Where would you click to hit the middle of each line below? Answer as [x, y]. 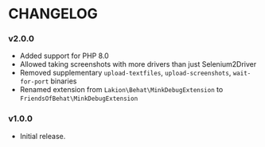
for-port [34, 82]
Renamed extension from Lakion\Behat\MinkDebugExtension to [121, 90]
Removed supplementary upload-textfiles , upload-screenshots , [125, 73]
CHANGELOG [53, 14]
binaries [64, 81]
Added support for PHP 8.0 [64, 56]
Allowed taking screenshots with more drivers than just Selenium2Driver [138, 64]
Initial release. [43, 136]
